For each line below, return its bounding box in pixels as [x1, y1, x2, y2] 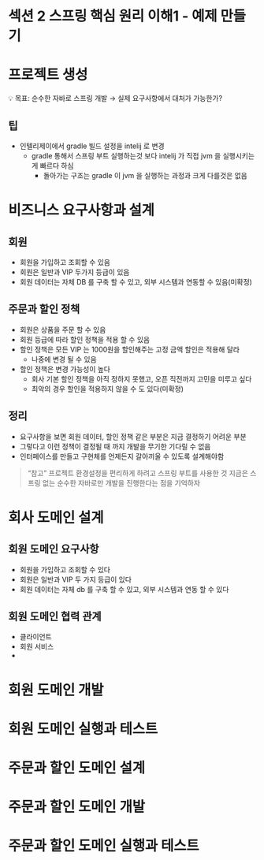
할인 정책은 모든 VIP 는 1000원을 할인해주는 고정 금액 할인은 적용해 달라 [19, 344, 240, 354]
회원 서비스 [19, 642, 54, 651]
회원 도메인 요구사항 [8, 542, 99, 556]
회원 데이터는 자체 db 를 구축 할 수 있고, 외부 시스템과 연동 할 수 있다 [19, 584, 229, 594]
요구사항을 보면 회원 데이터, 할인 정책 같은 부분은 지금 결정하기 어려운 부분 [19, 431, 247, 441]
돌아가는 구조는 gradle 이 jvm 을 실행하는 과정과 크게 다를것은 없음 [43, 170, 248, 180]
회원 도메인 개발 [8, 681, 104, 698]
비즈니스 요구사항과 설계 [8, 202, 155, 219]
